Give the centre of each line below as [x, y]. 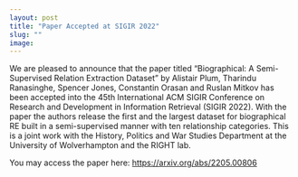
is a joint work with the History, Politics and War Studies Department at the [148, 135]
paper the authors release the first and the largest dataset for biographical [148, 116]
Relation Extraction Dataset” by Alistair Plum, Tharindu [155, 79]
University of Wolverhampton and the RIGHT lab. [101, 145]
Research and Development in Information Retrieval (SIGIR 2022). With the [148, 107]
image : [22, 43]
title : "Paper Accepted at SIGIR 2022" [85, 26]
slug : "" [26, 34]
